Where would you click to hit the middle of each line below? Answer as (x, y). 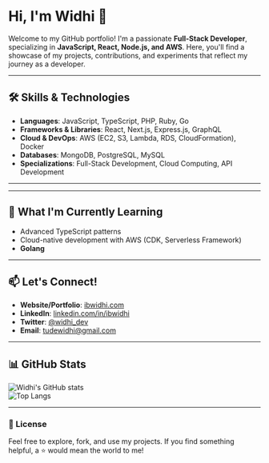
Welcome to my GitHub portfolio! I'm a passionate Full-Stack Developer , (128, 38)
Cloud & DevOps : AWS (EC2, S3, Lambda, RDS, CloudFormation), (128, 138)
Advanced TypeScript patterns (70, 231)
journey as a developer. (47, 64)
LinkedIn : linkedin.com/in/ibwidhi (74, 313)
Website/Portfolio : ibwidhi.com (72, 305)
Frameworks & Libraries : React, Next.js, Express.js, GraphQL (121, 129)
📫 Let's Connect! (53, 282)
